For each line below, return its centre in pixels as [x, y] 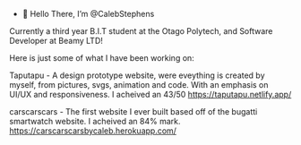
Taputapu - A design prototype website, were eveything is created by [138, 75]
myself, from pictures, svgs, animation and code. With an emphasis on [139, 85]
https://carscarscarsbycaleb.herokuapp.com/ [93, 131]
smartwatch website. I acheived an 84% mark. [95, 121]
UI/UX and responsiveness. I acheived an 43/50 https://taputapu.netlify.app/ [150, 94]
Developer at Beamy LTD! [56, 41]
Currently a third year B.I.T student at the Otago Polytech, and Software [141, 31]
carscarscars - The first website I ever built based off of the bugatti [133, 111]
